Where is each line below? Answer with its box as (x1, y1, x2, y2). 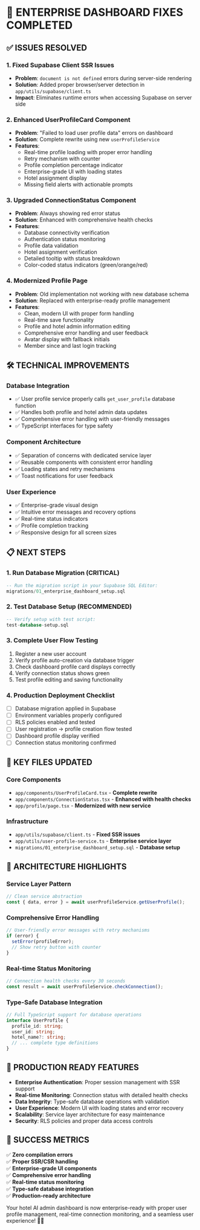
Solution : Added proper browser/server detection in (15, 81, 145, 88)
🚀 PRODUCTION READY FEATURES (6, 1062, 139, 1073)
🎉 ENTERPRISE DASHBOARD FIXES (6, 5, 183, 19)
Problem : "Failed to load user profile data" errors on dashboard (15, 129, 173, 137)
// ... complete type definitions (11, 1040, 98, 1046)
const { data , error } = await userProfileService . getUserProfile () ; (6, 899, 185, 905)
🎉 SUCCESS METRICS (6, 1135, 89, 1145)
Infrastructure (6, 817, 49, 826)
